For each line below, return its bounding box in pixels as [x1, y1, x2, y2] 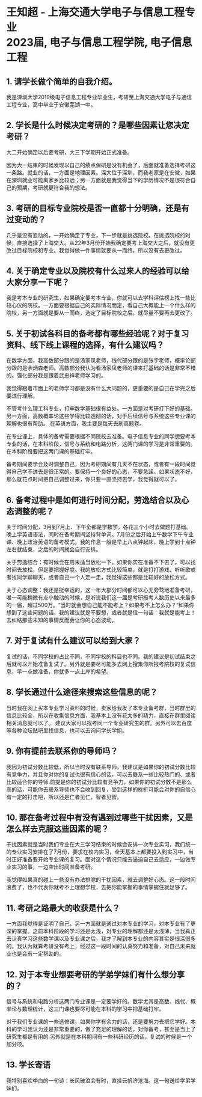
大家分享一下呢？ [6, 277, 70, 287]
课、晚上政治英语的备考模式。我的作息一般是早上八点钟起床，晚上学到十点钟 [6, 539, 196, 546]
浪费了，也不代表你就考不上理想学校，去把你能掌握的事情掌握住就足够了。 [6, 884, 191, 891]
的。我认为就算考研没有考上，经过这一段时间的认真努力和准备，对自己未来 [6, 943, 191, 950]
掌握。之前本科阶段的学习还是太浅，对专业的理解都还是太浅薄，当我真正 [16, 927, 196, 935]
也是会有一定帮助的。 [11, 950, 64, 958]
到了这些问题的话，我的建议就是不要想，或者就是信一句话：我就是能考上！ [11, 609, 196, 616]
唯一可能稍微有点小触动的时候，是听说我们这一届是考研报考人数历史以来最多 [6, 594, 196, 601]
